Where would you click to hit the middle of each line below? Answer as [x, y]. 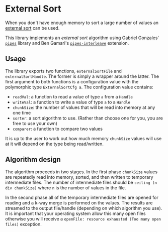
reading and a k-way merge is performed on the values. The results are [79, 203]
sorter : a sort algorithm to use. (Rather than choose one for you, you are [88, 118]
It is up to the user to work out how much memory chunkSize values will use [83, 138]
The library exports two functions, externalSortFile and [64, 71]
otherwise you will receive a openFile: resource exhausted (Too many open [83, 218]
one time [22, 112]
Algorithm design [33, 159]
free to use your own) [35, 123]
